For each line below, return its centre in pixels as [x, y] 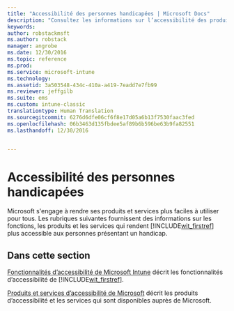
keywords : [22, 26]
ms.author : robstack [37, 40]
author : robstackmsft [39, 33]
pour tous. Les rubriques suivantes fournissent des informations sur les [110, 219]
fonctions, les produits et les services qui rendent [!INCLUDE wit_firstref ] [111, 226]
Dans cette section [49, 255]
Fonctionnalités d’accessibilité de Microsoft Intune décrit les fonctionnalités [115, 272]
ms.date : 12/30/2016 [37, 53]
